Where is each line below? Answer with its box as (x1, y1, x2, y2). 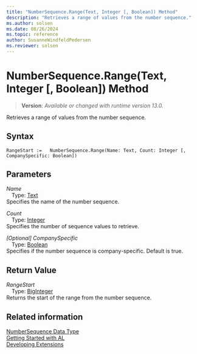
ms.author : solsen (6, 20, 53, 26)
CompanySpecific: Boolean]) (6, 152, 78, 158)
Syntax (6, 131, 34, 141)
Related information (6, 311, 83, 322)
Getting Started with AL (6, 335, 65, 342)
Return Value (6, 265, 57, 275)
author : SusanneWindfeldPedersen (6, 37, 91, 43)
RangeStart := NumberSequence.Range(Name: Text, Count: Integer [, (6, 147, 187, 154)
